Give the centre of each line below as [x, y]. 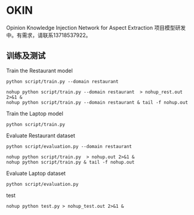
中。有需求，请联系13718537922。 [49, 35]
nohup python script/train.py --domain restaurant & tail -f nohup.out [97, 102]
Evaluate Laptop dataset [36, 173]
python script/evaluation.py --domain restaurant [69, 146]
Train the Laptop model [35, 113]
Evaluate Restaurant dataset [41, 136]
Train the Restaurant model [39, 70]
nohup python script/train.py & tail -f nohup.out [70, 162]
